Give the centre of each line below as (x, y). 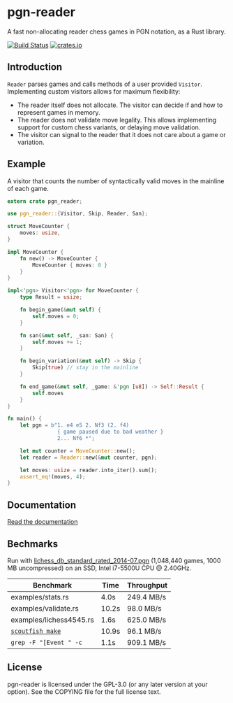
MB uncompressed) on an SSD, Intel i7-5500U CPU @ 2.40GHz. (99, 568)
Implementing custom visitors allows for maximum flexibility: (94, 91)
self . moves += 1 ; (57, 342)
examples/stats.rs (40, 597)
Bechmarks (33, 544)
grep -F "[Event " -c (46, 642)
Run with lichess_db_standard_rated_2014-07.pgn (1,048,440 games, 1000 (114, 560)
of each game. (28, 188)
